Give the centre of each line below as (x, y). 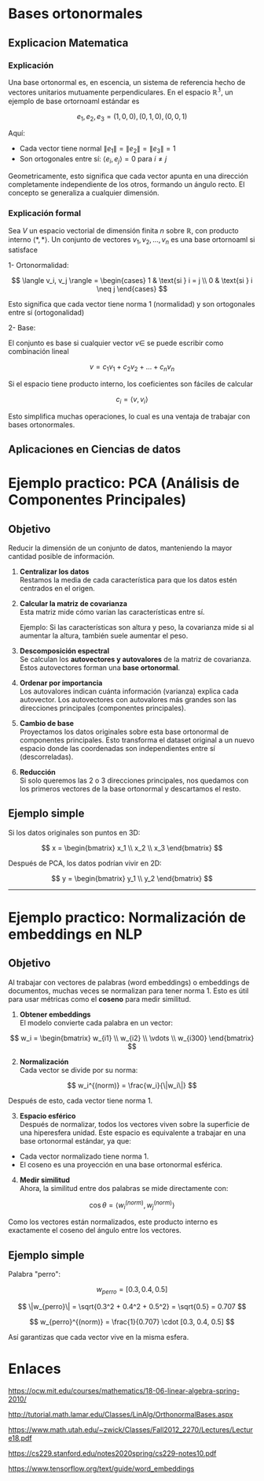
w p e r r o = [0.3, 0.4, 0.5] (132, 1290)
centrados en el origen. (57, 588)
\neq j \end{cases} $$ (132, 289)
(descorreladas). (46, 757)
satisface (23, 250)
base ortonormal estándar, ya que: (75, 1141)
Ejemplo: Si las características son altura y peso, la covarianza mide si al (136, 627)
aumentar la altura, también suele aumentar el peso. (104, 636)
